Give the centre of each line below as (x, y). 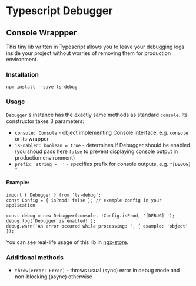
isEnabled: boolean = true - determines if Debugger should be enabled (102, 145)
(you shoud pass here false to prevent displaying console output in (96, 151)
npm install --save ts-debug (42, 87)
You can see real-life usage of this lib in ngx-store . (67, 242)
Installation (23, 74)
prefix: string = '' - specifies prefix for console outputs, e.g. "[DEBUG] (103, 164)
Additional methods (35, 257)
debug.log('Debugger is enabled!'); (51, 221)
